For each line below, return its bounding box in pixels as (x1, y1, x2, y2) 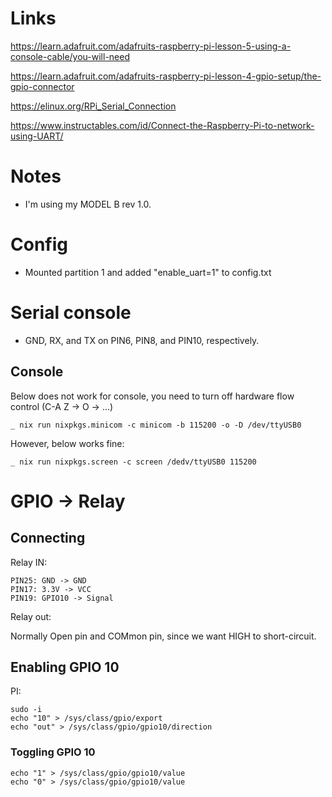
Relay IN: (10, 556, 48, 568)
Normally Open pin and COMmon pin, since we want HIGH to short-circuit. (10, 630, 317, 642)
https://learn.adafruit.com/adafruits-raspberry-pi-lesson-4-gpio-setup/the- (10, 70, 322, 82)
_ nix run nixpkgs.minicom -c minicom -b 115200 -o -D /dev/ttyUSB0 (10, 420, 302, 430)
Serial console (10, 302, 132, 324)
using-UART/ (10, 130, 64, 142)
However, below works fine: (10, 437, 125, 449)
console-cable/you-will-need (10, 50, 130, 62)
